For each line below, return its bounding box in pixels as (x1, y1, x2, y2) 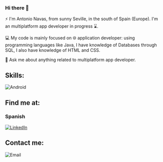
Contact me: (5, 139, 44, 147)
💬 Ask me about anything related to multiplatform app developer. (5, 57, 136, 63)
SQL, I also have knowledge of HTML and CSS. (5, 47, 100, 53)
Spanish (5, 113, 26, 120)
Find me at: (5, 98, 40, 107)
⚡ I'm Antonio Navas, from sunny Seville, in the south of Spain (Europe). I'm (5, 16, 159, 22)
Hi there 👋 (5, 4, 30, 11)
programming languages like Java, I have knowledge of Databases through (5, 42, 157, 48)
